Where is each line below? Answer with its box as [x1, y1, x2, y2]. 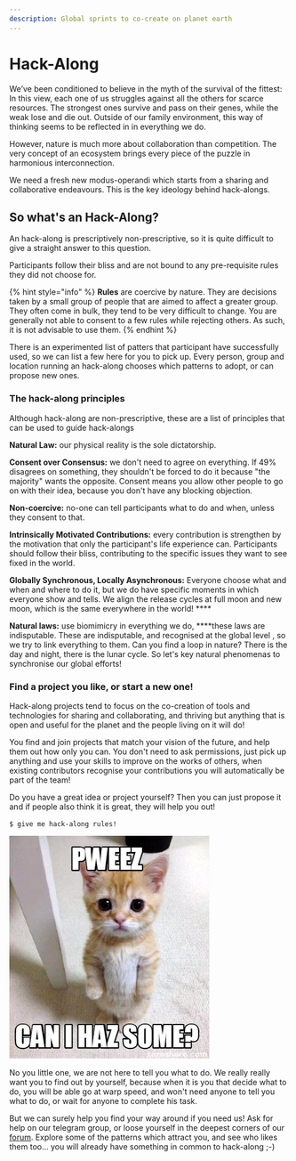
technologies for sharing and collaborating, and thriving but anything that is [9, 710, 285, 720]
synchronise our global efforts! [9, 658, 122, 669]
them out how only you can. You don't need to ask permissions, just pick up [9, 746, 287, 757]
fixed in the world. [9, 557, 76, 568]
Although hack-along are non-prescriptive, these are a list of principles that [9, 412, 285, 423]
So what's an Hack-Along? [9, 209, 160, 224]
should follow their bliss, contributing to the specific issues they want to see [9, 548, 287, 558]
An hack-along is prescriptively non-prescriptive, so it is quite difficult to [9, 233, 274, 244]
